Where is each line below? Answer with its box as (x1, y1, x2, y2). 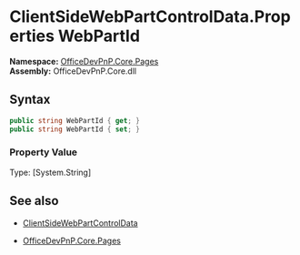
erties (9, 25, 55, 46)
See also (9, 193, 59, 209)
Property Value (9, 146, 78, 158)
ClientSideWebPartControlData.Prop (9, 6, 291, 27)
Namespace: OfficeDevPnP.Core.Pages (9, 56, 159, 66)
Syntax (9, 92, 51, 107)
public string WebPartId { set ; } (9, 125, 141, 134)
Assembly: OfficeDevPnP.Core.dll (9, 66, 137, 76)
